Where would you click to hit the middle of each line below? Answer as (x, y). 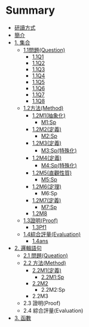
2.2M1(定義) (47, 270)
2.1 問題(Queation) (45, 255)
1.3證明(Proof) (40, 220)
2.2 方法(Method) (44, 263)
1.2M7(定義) (47, 200)
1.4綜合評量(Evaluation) (52, 234)
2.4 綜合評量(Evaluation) (53, 310)
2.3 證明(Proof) (42, 303)
